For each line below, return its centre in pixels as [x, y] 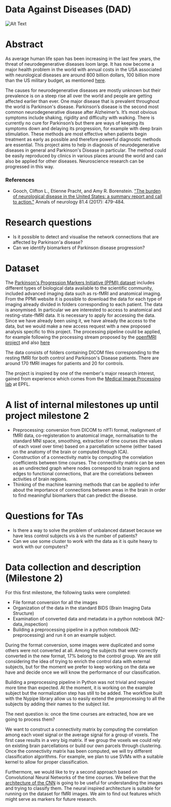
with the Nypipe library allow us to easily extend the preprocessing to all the [85, 698]
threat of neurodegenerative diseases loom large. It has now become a [80, 64]
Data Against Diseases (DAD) [68, 9]
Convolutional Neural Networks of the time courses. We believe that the [81, 777]
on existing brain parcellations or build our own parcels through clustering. [83, 745]
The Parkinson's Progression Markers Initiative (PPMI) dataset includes [80, 283]
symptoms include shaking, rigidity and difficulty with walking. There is [80, 117]
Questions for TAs [44, 516]
